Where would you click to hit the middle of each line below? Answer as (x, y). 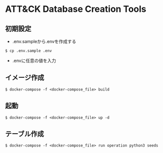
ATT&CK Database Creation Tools (76, 9)
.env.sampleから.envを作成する (44, 41)
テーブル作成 (25, 134)
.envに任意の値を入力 (34, 61)
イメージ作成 (25, 78)
